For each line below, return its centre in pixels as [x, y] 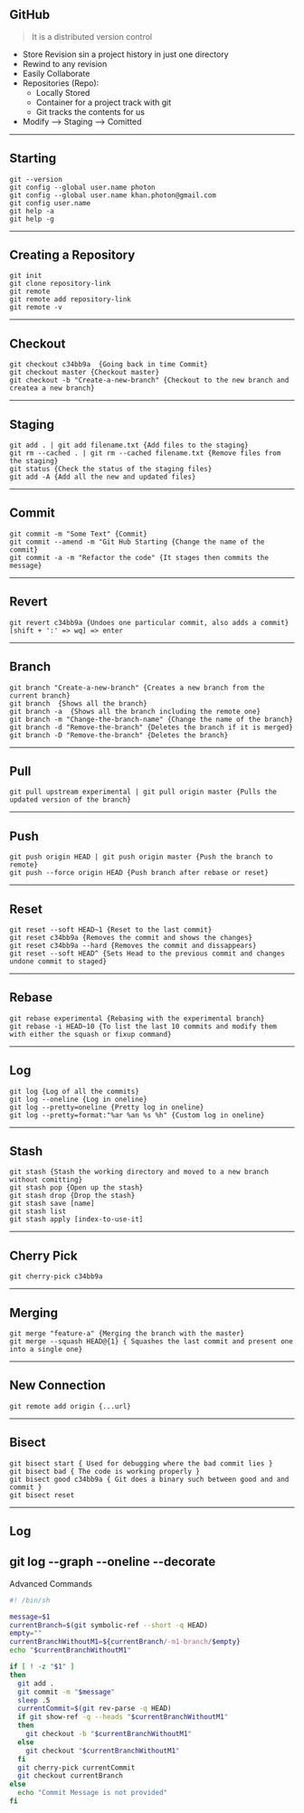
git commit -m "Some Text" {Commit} [78, 534]
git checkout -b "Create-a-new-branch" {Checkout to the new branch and [149, 380]
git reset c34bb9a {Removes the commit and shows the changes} [131, 937]
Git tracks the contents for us [90, 111]
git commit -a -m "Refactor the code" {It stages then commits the [139, 557]
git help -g [32, 219]
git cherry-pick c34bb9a [56, 1277]
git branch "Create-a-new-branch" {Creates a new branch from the [137, 688]
